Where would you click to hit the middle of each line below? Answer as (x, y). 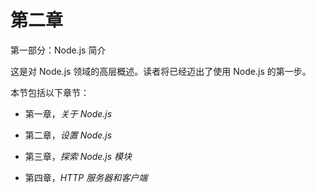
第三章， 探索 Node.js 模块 (78, 156)
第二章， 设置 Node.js (68, 135)
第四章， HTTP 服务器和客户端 (86, 177)
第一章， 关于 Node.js (68, 113)
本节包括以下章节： (50, 92)
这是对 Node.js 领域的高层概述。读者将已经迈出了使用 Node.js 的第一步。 (161, 71)
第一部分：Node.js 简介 (58, 50)
